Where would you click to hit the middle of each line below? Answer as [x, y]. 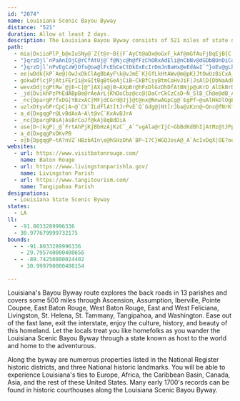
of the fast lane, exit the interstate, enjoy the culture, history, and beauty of [117, 323]
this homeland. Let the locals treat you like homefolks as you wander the [114, 330]
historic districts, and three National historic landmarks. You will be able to [116, 367]
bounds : [19, 240]
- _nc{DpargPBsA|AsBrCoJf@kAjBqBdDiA [70, 120]
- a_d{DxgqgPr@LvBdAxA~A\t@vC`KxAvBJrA [73, 113]
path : [15, 47]
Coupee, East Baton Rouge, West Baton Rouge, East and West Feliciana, [113, 308]
